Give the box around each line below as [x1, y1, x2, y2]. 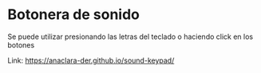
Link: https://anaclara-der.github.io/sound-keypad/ [7, 56, 175, 65]
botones [7, 40, 35, 49]
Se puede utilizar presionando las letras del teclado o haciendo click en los [7, 32, 253, 41]
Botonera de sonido [7, 6, 140, 24]
